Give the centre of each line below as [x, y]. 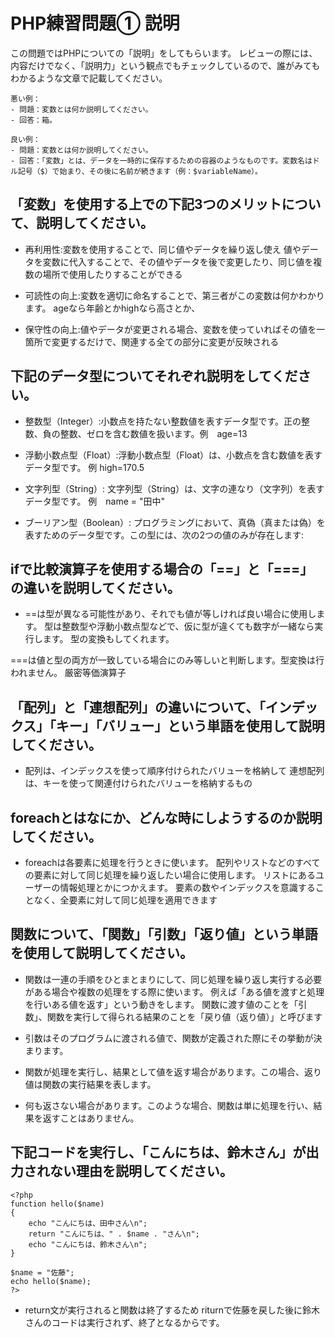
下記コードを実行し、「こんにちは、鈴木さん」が [158, 1152]
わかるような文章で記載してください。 [89, 78]
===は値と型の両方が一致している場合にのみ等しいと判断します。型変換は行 [167, 660]
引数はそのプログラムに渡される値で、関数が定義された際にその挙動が [169, 1038]
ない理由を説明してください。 [141, 1171]
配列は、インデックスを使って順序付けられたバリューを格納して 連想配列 [174, 771]
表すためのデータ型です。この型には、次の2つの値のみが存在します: [164, 535]
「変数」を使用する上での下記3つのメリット [146, 204]
